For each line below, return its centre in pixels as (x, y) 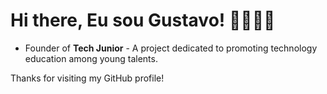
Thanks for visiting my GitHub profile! (87, 78)
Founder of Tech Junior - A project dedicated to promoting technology (171, 48)
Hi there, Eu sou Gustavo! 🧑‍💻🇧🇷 (143, 20)
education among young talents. (91, 58)
